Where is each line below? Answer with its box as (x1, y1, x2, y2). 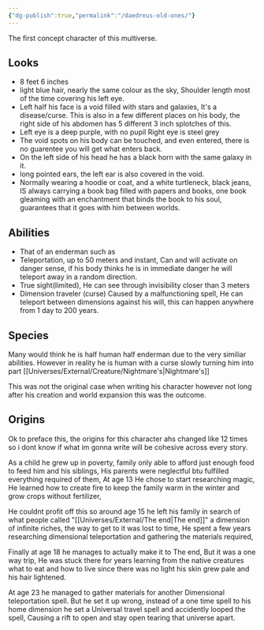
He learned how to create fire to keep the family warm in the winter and (8, 483, 240, 492)
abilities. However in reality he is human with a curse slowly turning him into (8, 358, 255, 368)
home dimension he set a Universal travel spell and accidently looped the (8, 604, 246, 613)
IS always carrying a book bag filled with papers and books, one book (19, 187, 247, 196)
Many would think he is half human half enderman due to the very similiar (8, 349, 247, 360)
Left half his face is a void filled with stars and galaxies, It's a (19, 102, 218, 111)
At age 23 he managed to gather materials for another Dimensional (8, 587, 225, 597)
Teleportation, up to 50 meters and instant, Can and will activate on (19, 255, 238, 265)
